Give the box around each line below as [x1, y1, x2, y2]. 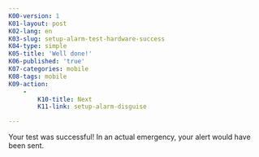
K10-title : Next [37, 95, 93, 103]
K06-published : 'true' [8, 58, 85, 66]
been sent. [8, 141, 45, 150]
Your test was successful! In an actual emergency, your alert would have [8, 132, 251, 142]
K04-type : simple [8, 42, 67, 50]
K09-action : [8, 80, 49, 88]
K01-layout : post [8, 20, 67, 28]
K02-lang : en [8, 27, 53, 35]
